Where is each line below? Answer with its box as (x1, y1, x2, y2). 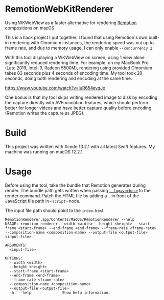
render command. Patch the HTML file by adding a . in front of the (5, 193, 140, 199)
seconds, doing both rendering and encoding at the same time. (5, 75, 132, 81)
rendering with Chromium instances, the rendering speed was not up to (9, 39, 154, 45)
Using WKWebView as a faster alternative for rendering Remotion (5, 20, 137, 26)
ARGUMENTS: (5, 242, 27, 248)
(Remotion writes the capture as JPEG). (5, 110, 85, 116)
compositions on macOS (5, 25, 55, 30)
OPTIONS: (5, 256, 23, 261)
